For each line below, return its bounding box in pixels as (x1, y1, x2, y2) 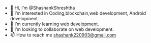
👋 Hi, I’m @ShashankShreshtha (10, 5, 75, 11)
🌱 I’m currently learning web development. (10, 21, 99, 27)
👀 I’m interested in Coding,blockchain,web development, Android (10, 10, 146, 16)
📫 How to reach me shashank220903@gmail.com (10, 32, 116, 38)
